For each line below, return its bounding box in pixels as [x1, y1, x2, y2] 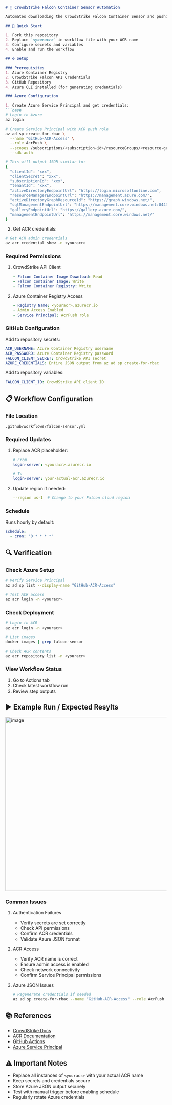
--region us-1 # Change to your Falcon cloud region [12, 495, 130, 501]
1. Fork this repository [5, 32, 58, 38]
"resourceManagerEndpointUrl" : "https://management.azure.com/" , [10, 193, 153, 198]
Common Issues [5, 898, 47, 905]
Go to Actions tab [12, 677, 50, 683]
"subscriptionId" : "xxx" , [10, 178, 66, 184]
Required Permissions [5, 253, 61, 260]
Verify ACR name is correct [20, 955, 78, 962]
